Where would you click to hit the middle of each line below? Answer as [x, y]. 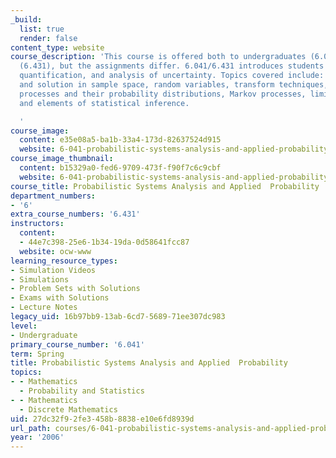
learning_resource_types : [64, 261]
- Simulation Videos [53, 270]
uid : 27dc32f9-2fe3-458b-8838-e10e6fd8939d [102, 419]
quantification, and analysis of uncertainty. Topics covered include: [172, 76]
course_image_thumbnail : [62, 159]
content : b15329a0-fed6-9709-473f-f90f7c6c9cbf [120, 168]
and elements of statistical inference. [104, 103]
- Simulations [40, 279]
